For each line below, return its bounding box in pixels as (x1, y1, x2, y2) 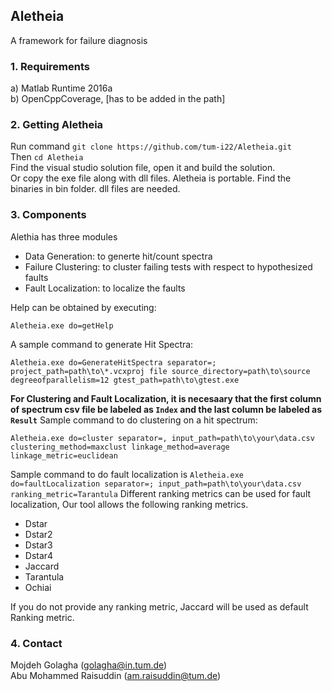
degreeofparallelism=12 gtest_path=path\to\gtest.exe (10, 375, 240, 385)
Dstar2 (24, 528, 53, 540)
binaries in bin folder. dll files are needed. (10, 183, 181, 195)
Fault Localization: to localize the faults (24, 282, 186, 294)
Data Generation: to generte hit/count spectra (24, 250, 213, 262)
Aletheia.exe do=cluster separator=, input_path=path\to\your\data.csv (10, 433, 315, 443)
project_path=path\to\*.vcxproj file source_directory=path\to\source (10, 366, 311, 376)
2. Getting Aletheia (10, 118, 104, 132)
